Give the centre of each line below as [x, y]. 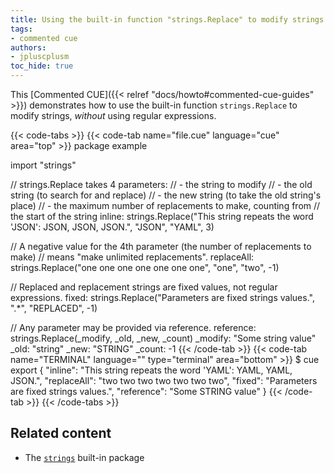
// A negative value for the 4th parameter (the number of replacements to [161, 246]
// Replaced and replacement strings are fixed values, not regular [144, 287]
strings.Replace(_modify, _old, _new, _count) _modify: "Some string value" [163, 338]
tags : [21, 29]
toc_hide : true [42, 66]
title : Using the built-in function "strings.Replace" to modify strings [167, 19]
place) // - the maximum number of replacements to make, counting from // [165, 205]
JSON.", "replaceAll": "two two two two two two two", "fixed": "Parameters [164, 380]
